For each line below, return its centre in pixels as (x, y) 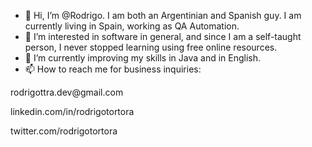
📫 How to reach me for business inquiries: (113, 69)
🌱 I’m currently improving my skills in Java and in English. (143, 58)
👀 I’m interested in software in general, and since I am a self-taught (163, 36)
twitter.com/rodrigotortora (64, 131)
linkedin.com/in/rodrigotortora (72, 111)
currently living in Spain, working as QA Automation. (132, 26)
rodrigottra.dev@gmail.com (67, 92)
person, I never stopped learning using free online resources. (151, 47)
